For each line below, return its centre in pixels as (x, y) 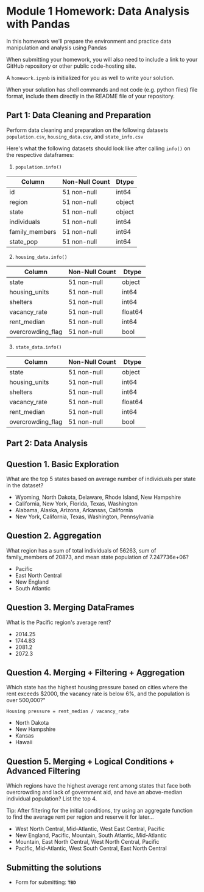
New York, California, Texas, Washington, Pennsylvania (84, 517)
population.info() (38, 167)
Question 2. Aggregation (54, 536)
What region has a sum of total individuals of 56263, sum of (81, 550)
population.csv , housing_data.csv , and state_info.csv (75, 136)
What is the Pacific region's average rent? (59, 622)
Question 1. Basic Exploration (63, 464)
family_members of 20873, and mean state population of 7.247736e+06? (97, 557)
